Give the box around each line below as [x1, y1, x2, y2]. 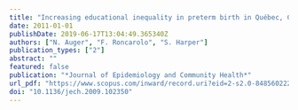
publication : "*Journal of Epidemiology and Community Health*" [9, 71, 252, 80]
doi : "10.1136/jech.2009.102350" [9, 87, 133, 96]
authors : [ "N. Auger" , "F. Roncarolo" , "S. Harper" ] [9, 37, 208, 47]
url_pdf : [9, 79, 42, 88]
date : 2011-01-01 [9, 21, 74, 30]
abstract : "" [9, 54, 58, 63]
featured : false [9, 63, 69, 72]
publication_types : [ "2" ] [9, 46, 105, 55]
